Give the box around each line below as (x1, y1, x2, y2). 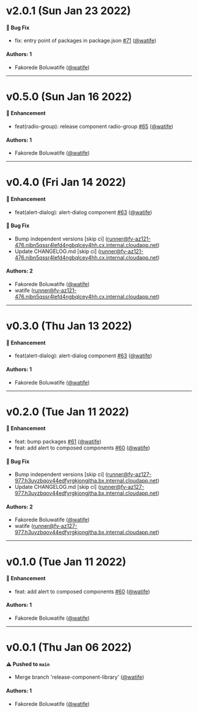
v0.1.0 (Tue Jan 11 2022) (6, 555, 127, 569)
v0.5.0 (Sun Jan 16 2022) (6, 90, 133, 103)
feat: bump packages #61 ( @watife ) (14, 438, 102, 445)
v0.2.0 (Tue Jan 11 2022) (6, 405, 130, 418)
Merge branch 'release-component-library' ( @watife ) (14, 673, 144, 681)
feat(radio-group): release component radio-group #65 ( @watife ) (14, 123, 174, 130)
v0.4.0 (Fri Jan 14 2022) (6, 176, 127, 189)
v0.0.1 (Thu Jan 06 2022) (6, 641, 132, 654)
